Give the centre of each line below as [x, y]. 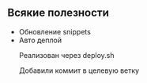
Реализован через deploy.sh [67, 55]
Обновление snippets [55, 31]
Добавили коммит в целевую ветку [79, 70]
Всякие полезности [58, 13]
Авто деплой [40, 40]
